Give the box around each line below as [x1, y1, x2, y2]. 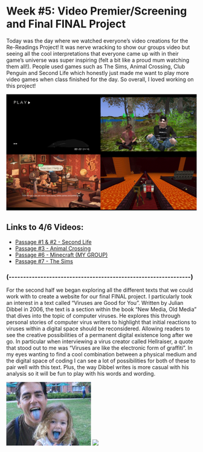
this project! [6, 82, 36, 89]
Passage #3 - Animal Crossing [14, 244, 91, 252]
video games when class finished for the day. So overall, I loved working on [6, 76, 195, 83]
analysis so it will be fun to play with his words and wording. [6, 370, 156, 378]
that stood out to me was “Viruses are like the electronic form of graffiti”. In [6, 344, 193, 352]
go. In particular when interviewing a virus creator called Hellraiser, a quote [6, 338, 193, 346]
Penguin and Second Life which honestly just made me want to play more [6, 69, 189, 76]
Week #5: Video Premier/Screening [6, 4, 187, 18]
